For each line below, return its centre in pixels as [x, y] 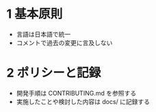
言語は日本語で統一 [43, 34]
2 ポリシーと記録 [54, 73]
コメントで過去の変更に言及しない [64, 42]
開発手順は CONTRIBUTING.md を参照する [76, 93]
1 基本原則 [35, 14]
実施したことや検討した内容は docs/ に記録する [83, 101]
